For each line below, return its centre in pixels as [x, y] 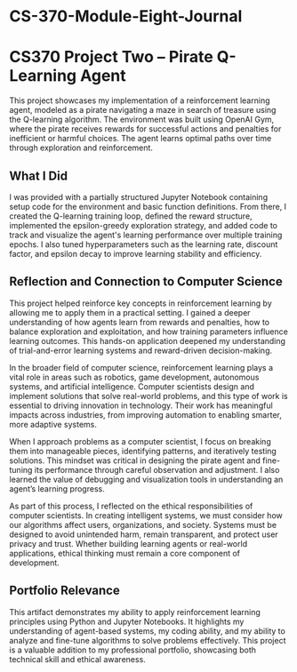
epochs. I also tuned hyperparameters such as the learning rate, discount [144, 244]
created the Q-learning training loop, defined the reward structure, [131, 216]
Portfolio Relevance [64, 591]
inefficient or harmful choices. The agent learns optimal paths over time [140, 139]
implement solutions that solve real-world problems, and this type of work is [148, 396]
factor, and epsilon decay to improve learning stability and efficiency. [136, 253]
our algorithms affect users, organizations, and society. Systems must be [143, 524]
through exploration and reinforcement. [81, 148]
